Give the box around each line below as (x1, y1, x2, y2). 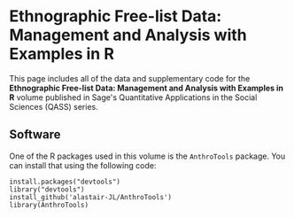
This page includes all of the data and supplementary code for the (9, 73, 251, 83)
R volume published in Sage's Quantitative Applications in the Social (9, 91, 258, 103)
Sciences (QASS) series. (9, 101, 99, 112)
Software (9, 127, 61, 143)
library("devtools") (9, 184, 86, 194)
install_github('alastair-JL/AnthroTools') (9, 192, 173, 201)
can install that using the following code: (9, 160, 157, 170)
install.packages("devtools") (9, 177, 121, 186)
